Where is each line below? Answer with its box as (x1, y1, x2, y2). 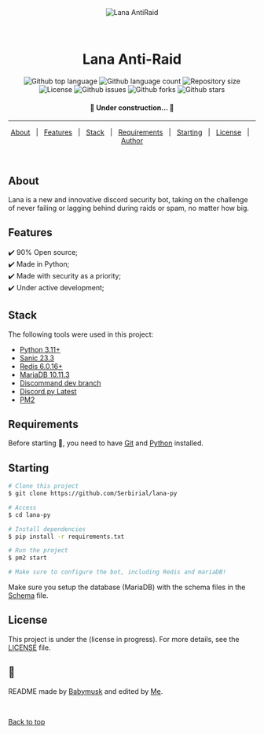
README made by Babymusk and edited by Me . (8, 686, 163, 695)
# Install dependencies (8, 525, 86, 533)
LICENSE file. (8, 643, 51, 652)
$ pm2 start (8, 554, 47, 562)
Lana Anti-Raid (82, 50, 182, 68)
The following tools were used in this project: (8, 330, 154, 339)
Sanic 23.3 (19, 353, 55, 363)
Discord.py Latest (19, 386, 77, 396)
